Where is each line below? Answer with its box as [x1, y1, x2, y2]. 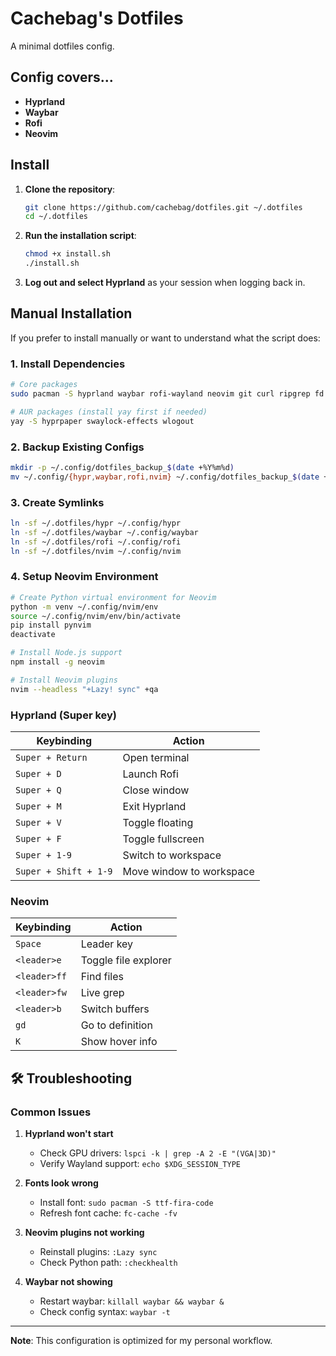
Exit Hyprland [122, 799, 187, 813]
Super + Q [15, 784, 62, 796]
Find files [80, 970, 124, 984]
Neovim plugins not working [24, 1226, 145, 1238]
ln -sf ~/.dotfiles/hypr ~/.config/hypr [10, 518, 182, 529]
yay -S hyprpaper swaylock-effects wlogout [10, 416, 195, 426]
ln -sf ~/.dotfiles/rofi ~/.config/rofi [10, 537, 182, 547]
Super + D [15, 768, 62, 779]
